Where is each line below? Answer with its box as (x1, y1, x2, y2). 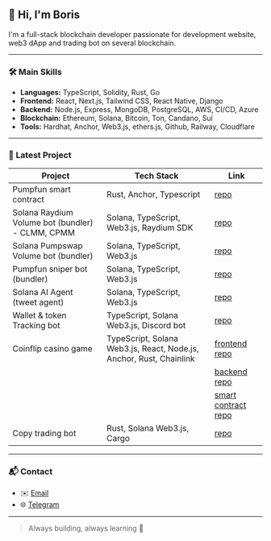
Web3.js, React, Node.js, (106, 343, 199, 355)
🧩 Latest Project (8, 150, 72, 161)
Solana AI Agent (12, 287, 73, 298)
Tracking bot (12, 320, 60, 331)
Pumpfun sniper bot (12, 264, 88, 275)
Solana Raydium (12, 207, 74, 218)
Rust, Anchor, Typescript (106, 189, 201, 200)
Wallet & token (12, 310, 67, 321)
